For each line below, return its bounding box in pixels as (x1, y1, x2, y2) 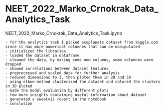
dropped (5, 61, 22, 66)
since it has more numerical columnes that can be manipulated (5, 44, 140, 49)
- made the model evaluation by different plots (5, 88, 109, 93)
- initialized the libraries (5, 48, 66, 53)
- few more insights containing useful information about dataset (5, 92, 147, 97)
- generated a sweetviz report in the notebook (5, 96, 107, 101)
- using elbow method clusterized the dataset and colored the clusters (5, 79, 160, 84)
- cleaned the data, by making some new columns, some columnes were (5, 57, 154, 62)
